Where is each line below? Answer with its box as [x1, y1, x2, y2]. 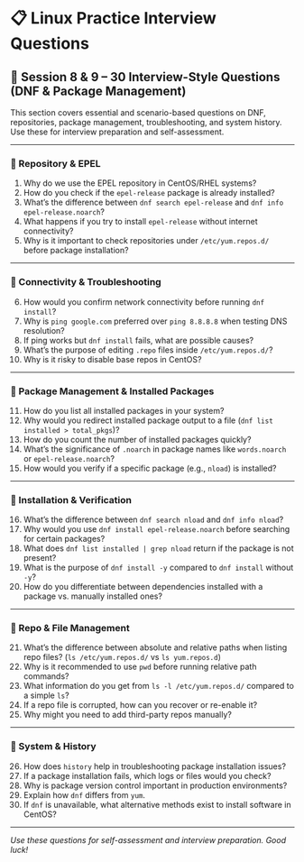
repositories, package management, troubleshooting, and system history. [10, 117, 282, 127]
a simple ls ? [23, 690, 70, 701]
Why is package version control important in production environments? [23, 780, 288, 791]
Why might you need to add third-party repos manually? [23, 710, 233, 720]
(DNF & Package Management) [10, 83, 187, 98]
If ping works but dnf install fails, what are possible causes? [23, 335, 254, 345]
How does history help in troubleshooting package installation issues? [23, 760, 287, 772]
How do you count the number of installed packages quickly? [23, 434, 252, 445]
